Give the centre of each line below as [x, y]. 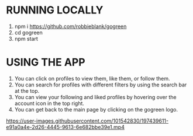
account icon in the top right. [49, 103]
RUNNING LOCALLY [55, 10]
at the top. [27, 90]
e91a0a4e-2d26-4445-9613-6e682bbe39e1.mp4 [65, 127]
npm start [26, 39]
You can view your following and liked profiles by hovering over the [95, 97]
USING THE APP [46, 62]
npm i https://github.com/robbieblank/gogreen [70, 26]
